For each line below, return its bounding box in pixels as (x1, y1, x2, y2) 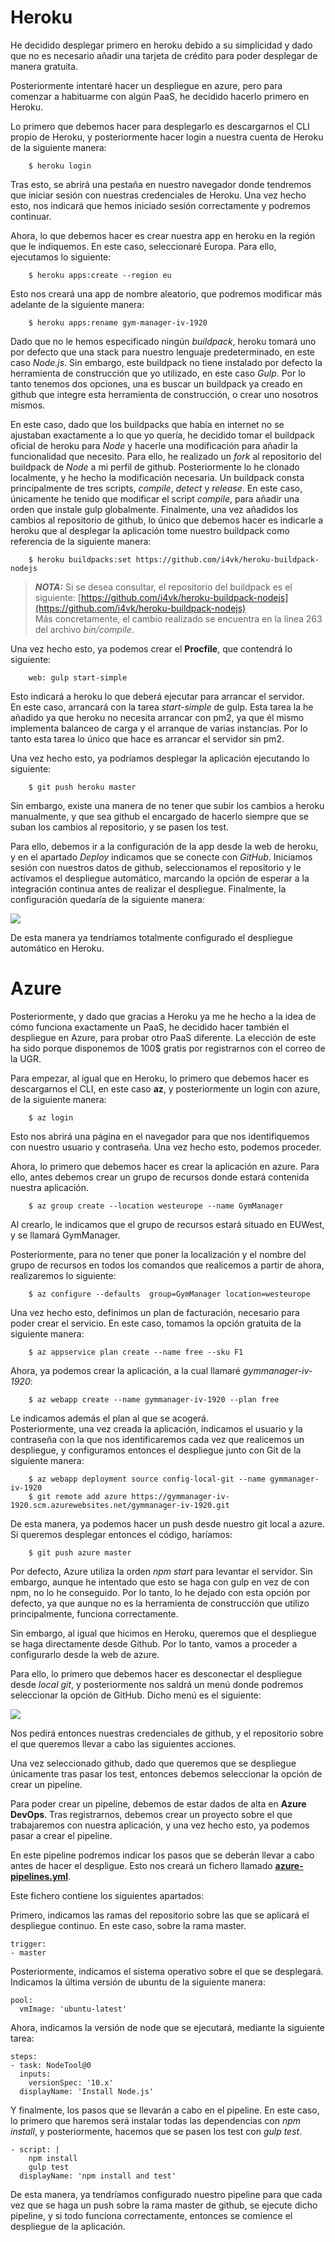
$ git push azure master (28, 1547, 132, 1558)
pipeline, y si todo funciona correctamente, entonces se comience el (10, 2209, 293, 2221)
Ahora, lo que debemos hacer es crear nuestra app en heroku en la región (10, 229, 316, 241)
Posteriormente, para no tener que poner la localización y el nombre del (10, 1248, 307, 1260)
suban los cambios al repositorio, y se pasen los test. (10, 821, 229, 833)
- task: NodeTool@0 (10, 2060, 92, 2070)
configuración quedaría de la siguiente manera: (10, 893, 205, 905)
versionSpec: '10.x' (28, 2077, 114, 2088)
